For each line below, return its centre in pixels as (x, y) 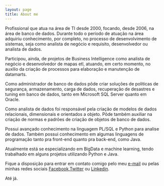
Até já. (12, 178)
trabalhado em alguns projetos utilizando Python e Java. (62, 154)
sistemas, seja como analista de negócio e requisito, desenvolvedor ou (76, 44)
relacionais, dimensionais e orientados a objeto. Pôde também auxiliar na (79, 114)
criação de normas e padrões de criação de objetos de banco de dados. (78, 119)
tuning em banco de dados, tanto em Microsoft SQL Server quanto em (76, 94)
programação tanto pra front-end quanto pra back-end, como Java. (73, 139)
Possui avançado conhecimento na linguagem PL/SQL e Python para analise (82, 129)
